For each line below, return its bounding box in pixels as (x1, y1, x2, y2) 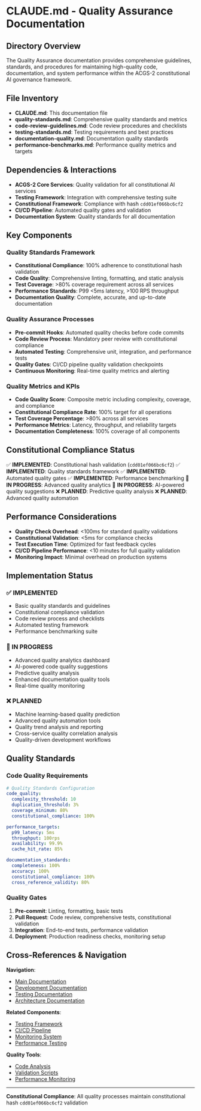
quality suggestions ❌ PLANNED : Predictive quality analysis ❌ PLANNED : (6, 488, 187, 495)
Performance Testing (14, 1039, 67, 1046)
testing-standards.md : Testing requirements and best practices (14, 128, 173, 136)
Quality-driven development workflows (14, 736, 111, 743)
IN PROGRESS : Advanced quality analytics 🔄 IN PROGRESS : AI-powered (6, 481, 184, 488)
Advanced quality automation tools (14, 716, 101, 724)
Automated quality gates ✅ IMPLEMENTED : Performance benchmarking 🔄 (6, 474, 190, 482)
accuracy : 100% (11, 868, 50, 874)
